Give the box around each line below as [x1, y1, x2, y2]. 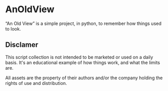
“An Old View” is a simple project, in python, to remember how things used [5, 20, 162, 26]
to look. [5, 25, 21, 32]
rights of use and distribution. [5, 80, 67, 86]
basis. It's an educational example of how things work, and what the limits [5, 59, 160, 66]
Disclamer [5, 41, 39, 49]
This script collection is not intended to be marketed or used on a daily [5, 54, 154, 60]
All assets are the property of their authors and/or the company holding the [5, 75, 163, 81]
